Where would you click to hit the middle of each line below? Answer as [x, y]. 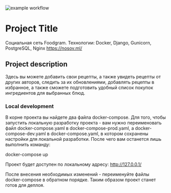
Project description [36, 64]
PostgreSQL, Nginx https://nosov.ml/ [44, 48]
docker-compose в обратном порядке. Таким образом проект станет [81, 180]
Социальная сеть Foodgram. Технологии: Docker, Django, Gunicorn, [78, 42]
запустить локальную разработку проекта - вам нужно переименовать [83, 123]
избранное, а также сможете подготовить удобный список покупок [79, 88]
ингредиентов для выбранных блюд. [45, 93]
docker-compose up [27, 155]
